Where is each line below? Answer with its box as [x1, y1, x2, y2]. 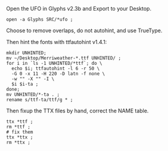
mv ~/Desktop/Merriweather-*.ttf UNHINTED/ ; [6, 55, 121, 61]
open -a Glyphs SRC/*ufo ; [6, 17, 73, 23]
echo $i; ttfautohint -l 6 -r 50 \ [11, 65, 100, 71]
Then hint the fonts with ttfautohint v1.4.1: [6, 39, 107, 45]
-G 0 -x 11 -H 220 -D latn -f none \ [11, 71, 105, 77]
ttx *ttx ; [6, 134, 33, 140]
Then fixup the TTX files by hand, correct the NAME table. [6, 107, 149, 114]
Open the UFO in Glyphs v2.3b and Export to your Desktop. [6, 5, 152, 12]
